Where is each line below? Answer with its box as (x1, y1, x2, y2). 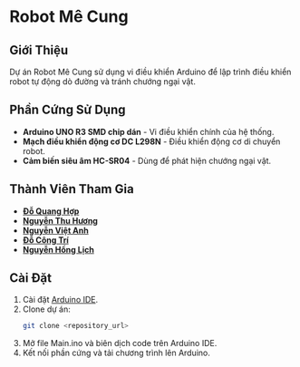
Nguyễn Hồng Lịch (22, 244, 95, 255)
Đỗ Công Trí (22, 234, 70, 246)
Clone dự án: (22, 304, 71, 314)
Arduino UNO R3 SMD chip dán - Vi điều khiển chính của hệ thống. (22, 126, 275, 137)
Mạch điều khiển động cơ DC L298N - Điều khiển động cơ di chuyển (22, 136, 281, 147)
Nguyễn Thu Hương (22, 215, 98, 226)
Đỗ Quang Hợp (22, 206, 80, 217)
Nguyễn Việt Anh (22, 225, 89, 236)
